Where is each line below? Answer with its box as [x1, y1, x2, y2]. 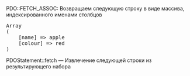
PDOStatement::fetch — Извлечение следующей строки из [6, 57, 152, 64]
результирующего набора [6, 63, 71, 70]
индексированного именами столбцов [6, 11, 102, 18]
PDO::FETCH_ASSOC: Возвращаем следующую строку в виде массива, [6, 5, 185, 12]
